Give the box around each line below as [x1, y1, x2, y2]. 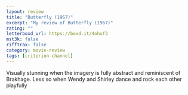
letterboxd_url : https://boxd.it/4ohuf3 [6, 31, 109, 37]
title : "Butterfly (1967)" [6, 14, 73, 20]
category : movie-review [6, 47, 66, 53]
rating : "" [6, 25, 33, 31]
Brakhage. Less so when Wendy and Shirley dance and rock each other [6, 75, 182, 83]
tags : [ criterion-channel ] [6, 53, 73, 59]
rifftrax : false [6, 42, 47, 48]
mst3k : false [6, 36, 39, 42]
